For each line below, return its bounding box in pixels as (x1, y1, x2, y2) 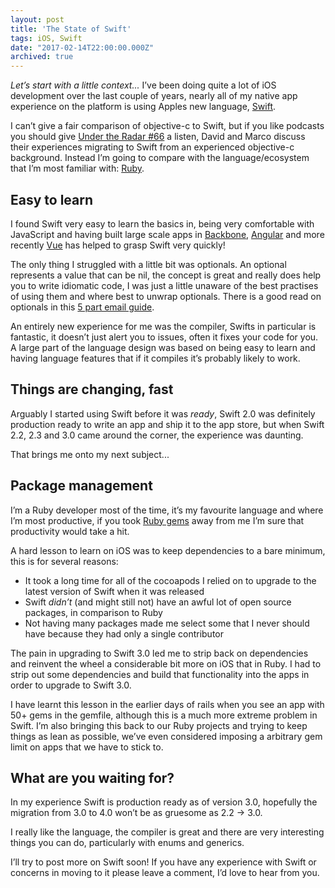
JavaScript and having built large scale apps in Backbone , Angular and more (10, 228, 325, 240)
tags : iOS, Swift (10, 33, 83, 43)
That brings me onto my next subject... (10, 448, 170, 460)
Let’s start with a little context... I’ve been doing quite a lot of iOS (10, 79, 277, 91)
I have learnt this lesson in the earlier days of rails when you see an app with (10, 698, 325, 710)
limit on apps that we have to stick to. (10, 741, 164, 753)
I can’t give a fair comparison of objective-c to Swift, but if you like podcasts (10, 120, 325, 132)
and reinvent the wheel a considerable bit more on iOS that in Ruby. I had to (10, 657, 322, 670)
